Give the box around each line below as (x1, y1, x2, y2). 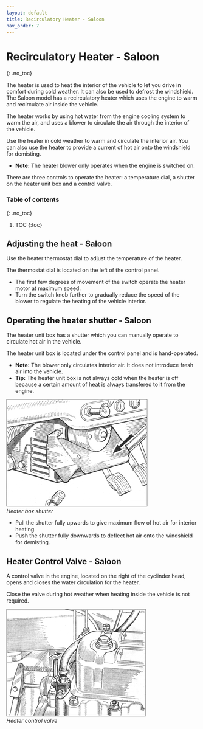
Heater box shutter (6, 508, 53, 515)
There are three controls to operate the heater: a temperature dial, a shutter (6, 174, 195, 181)
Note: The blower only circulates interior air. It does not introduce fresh (15, 362, 193, 369)
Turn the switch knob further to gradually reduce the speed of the (15, 291, 180, 299)
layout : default (6, 10, 47, 16)
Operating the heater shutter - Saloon (6, 315, 152, 325)
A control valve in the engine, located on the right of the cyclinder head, (6, 572, 187, 580)
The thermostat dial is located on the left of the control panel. (6, 266, 160, 274)
